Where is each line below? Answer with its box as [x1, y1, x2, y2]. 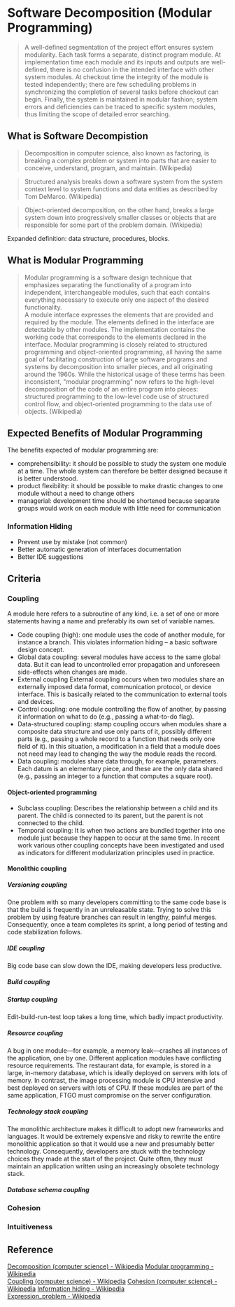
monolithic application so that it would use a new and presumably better [7, 1140, 215, 1148]
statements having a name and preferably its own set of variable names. [7, 617, 215, 625]
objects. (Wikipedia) [24, 407, 83, 415]
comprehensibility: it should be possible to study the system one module [17, 459, 227, 468]
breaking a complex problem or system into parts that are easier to [24, 156, 217, 165]
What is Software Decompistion [7, 130, 149, 142]
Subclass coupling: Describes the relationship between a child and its [17, 803, 218, 812]
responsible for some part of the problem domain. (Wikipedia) [24, 221, 203, 229]
